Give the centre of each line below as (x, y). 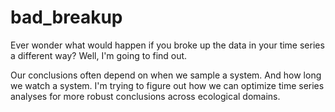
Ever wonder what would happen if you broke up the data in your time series (167, 45)
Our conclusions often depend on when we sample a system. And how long (166, 75)
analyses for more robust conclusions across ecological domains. (145, 96)
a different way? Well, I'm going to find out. (99, 55)
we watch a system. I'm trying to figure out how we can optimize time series (167, 85)
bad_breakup (66, 17)
